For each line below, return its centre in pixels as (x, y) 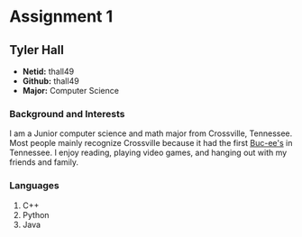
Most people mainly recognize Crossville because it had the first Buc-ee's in (151, 143)
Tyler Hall (37, 50)
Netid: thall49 (48, 71)
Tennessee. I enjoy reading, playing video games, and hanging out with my (148, 153)
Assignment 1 (61, 17)
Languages (35, 186)
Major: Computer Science (71, 91)
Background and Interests (67, 114)
